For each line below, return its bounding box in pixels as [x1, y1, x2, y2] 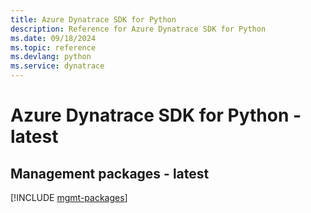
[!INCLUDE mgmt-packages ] [10, 192, 128, 203]
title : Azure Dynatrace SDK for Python [10, 14, 177, 25]
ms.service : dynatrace [10, 61, 105, 71]
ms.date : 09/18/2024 [10, 33, 97, 43]
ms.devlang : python [10, 52, 92, 62]
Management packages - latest [10, 165, 210, 182]
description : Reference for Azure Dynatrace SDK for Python [10, 24, 267, 34]
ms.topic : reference [10, 42, 97, 53]
